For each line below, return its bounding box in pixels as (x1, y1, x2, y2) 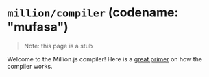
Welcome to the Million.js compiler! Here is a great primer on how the (7, 55, 203, 63)
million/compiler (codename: (7, 5, 179, 20)
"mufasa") (7, 19, 69, 35)
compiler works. (7, 62, 53, 70)
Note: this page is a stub (23, 42, 93, 50)
